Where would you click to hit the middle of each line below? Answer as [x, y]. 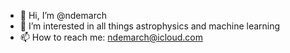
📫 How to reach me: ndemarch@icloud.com [111, 37]
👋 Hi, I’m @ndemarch [63, 15]
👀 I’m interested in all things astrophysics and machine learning [150, 26]
